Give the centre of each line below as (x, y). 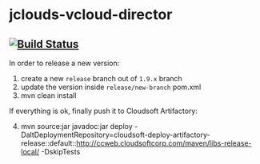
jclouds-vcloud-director (91, 15)
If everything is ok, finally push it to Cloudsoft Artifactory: (104, 111)
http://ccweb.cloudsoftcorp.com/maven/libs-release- (164, 143)
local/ (30, 152)
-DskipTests (60, 152)
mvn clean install (48, 96)
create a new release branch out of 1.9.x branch (101, 78)
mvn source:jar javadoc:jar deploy (76, 126)
